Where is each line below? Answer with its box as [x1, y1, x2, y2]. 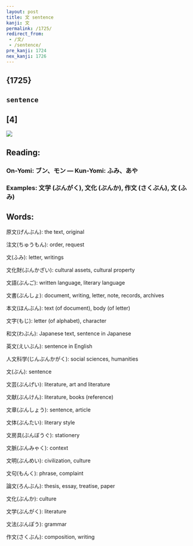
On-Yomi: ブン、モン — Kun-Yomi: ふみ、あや [6, 166, 139, 175]
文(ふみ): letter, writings [6, 254, 64, 261]
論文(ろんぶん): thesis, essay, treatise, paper [6, 483, 115, 490]
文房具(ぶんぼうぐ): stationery [6, 432, 80, 439]
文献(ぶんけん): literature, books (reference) [6, 394, 114, 401]
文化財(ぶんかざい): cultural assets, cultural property [6, 267, 136, 274]
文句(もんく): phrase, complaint [6, 470, 84, 477]
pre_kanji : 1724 [6, 48, 47, 54]
